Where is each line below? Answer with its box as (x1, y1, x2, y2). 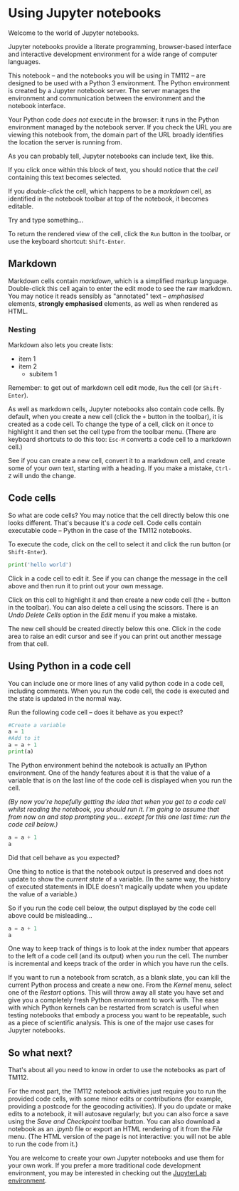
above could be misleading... (8, 911, 93, 919)
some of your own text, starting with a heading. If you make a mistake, (8, 464, 214, 472)
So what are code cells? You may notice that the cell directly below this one (8, 511, 230, 519)
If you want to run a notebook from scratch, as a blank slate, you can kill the (8, 973, 230, 982)
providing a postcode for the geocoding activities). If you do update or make (8, 1102, 232, 1111)
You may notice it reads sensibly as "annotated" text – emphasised (8, 292, 204, 300)
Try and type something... (8, 216, 84, 224)
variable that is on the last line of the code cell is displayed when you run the (8, 776, 233, 784)
